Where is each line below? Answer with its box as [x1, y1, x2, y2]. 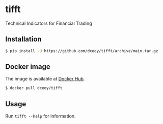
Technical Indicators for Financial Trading [5, 20, 93, 26]
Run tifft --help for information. [5, 113, 76, 119]
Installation [5, 35, 42, 44]
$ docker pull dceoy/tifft [5, 86, 63, 91]
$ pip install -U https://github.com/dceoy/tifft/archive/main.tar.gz [5, 48, 158, 54]
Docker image [5, 62, 50, 71]
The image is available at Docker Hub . [5, 76, 85, 82]
